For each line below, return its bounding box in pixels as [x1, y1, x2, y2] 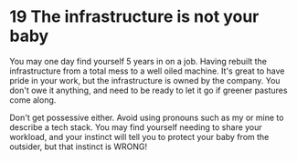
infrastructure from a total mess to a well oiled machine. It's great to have [9, 65, 285, 76]
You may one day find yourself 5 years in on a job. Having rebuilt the [9, 55, 268, 66]
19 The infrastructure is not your [9, 6, 260, 27]
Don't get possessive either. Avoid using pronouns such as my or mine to [9, 112, 284, 123]
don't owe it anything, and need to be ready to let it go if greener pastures [9, 85, 288, 96]
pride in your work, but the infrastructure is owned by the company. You [9, 75, 281, 86]
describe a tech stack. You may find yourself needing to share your [9, 121, 262, 133]
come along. [9, 94, 57, 106]
